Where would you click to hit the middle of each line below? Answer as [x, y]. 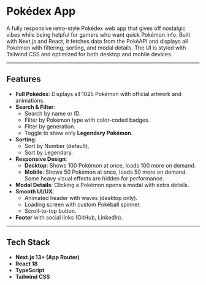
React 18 [26, 264]
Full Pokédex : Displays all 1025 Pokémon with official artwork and [98, 94]
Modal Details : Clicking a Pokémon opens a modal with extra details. [102, 185]
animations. [30, 100]
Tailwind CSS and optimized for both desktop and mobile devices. [90, 54]
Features [24, 79]
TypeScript [30, 270]
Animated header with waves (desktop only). [81, 198]
